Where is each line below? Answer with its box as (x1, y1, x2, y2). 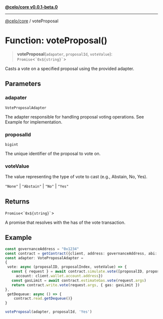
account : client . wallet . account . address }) (16, 274, 103, 279)
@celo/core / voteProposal (5, 18, 59, 24)
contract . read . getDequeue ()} (14, 296, 73, 301)
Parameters (5, 80, 41, 88)
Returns (5, 197, 30, 205)
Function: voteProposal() (5, 35, 108, 46)
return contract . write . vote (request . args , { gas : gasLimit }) (11, 283, 140, 287)
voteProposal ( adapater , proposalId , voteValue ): (16, 51, 113, 57)
